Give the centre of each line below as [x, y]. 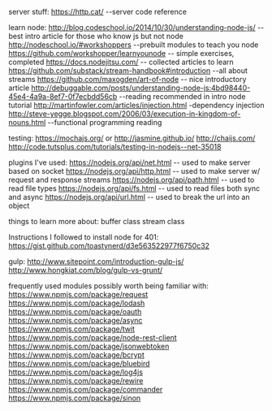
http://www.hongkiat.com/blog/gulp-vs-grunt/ [86, 270]
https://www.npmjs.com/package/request [78, 294]
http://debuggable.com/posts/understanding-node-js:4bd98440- [141, 88]
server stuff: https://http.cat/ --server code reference [97, 12]
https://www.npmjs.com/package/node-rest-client [93, 337]
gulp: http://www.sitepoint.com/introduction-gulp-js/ [96, 262]
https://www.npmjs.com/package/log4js [76, 372]
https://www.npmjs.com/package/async [76, 320]
